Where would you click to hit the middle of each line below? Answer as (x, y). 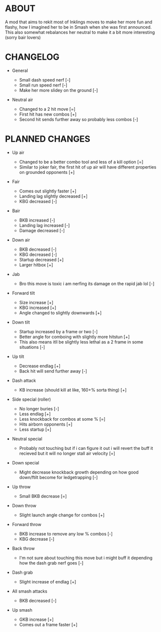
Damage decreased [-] (42, 230)
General (20, 70)
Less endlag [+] (35, 414)
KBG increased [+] (38, 307)
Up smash (22, 610)
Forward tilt (23, 293)
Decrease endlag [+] (40, 366)
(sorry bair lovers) (23, 37)
